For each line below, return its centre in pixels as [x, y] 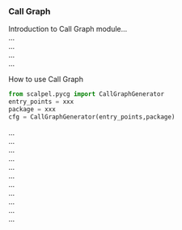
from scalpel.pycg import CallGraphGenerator [86, 94]
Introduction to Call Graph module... [68, 29]
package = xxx [32, 110]
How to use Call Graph [46, 80]
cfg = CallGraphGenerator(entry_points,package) [92, 117]
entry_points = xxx [41, 102]
